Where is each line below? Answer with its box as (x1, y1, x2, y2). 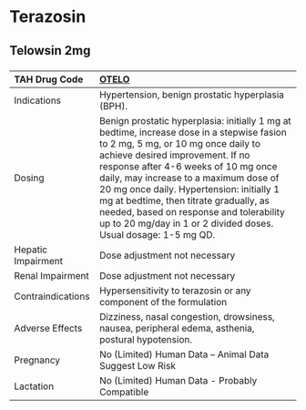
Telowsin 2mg (9, 43, 91, 58)
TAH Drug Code (14, 73, 84, 86)
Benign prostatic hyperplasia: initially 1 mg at (98, 114, 291, 127)
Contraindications (14, 290, 90, 302)
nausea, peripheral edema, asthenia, (98, 322, 255, 334)
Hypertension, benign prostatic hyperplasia (98, 88, 285, 101)
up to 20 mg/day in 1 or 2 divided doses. (98, 217, 274, 230)
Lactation (14, 380, 55, 393)
